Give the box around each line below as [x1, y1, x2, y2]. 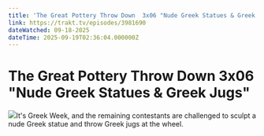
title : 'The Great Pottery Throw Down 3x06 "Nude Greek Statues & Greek [8, 11, 256, 20]
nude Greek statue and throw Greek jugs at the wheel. [8, 119, 184, 129]
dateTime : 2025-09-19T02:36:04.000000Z [8, 33, 139, 42]
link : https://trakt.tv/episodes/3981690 [8, 19, 147, 27]
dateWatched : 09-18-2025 [8, 26, 90, 34]
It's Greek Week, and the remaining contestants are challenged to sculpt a [16, 111, 256, 120]
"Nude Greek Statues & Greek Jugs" [8, 84, 251, 102]
